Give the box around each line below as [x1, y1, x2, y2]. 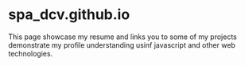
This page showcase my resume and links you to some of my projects [8, 32, 237, 41]
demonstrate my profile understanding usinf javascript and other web [8, 40, 236, 49]
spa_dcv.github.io [8, 6, 130, 24]
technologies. [8, 49, 53, 58]
